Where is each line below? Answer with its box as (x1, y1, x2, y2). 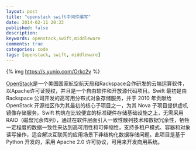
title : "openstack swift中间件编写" (6, 14, 91, 20)
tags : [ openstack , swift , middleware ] (6, 52, 101, 58)
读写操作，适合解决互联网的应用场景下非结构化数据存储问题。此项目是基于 (6, 131, 185, 138)
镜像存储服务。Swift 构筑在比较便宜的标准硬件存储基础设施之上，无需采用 (6, 109, 184, 116)
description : (6, 30, 38, 36)
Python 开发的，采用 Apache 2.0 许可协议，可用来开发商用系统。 (6, 138, 163, 145)
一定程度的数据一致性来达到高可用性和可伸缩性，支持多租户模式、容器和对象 (6, 124, 191, 131)
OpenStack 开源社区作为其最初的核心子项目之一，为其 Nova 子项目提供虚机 (6, 101, 188, 108)
